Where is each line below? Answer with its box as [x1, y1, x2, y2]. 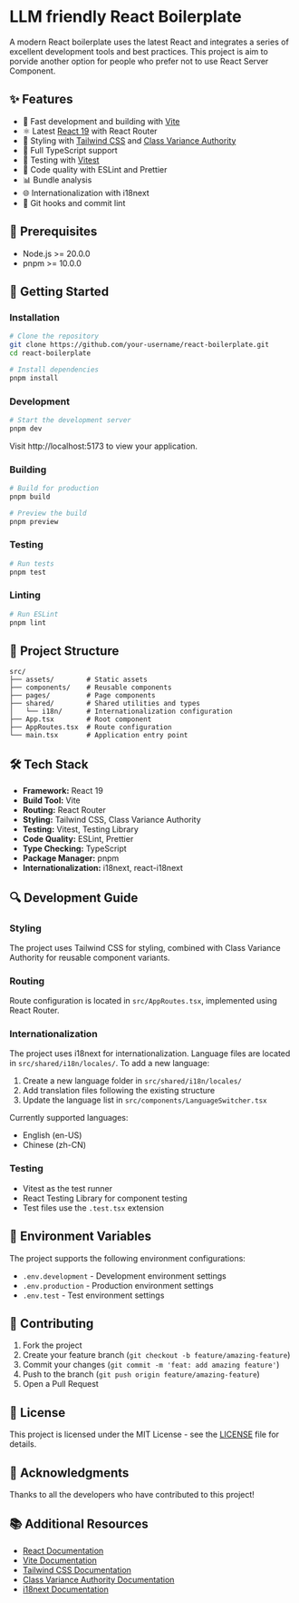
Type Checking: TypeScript [22, 843, 127, 855]
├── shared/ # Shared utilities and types [9, 699, 201, 708]
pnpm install [9, 373, 59, 382]
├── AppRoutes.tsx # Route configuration [9, 723, 172, 732]
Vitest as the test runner [22, 1182, 113, 1193]
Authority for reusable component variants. [9, 952, 170, 963]
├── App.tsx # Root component [9, 715, 152, 724]
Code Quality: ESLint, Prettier [22, 834, 134, 845]
